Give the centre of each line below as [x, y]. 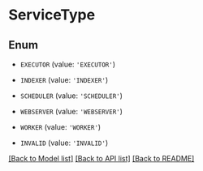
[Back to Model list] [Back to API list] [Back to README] [101, 158]
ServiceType [52, 15]
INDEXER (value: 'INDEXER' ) [64, 80]
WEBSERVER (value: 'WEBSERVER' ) [71, 111]
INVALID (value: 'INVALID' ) [64, 143]
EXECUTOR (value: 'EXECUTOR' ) [68, 64]
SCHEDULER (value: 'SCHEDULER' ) [71, 96]
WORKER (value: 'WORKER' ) [60, 127]
